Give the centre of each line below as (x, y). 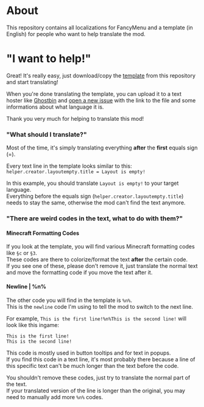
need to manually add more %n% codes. (55, 397)
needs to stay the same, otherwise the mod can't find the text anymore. (96, 203)
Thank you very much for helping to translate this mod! (75, 118)
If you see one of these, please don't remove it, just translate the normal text (102, 266)
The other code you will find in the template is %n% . (69, 300)
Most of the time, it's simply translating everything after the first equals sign (102, 148)
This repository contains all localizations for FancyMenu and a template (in (100, 27)
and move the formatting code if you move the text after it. (79, 273)
